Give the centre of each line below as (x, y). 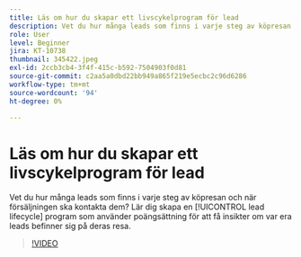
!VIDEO (44, 244)
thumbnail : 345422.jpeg (54, 59)
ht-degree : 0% (36, 101)
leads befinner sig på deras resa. (71, 226)
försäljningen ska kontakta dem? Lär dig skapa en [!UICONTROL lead (137, 207)
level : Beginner (40, 43)
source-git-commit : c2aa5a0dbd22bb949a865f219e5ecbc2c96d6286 (128, 76)
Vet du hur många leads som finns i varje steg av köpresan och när (133, 198)
